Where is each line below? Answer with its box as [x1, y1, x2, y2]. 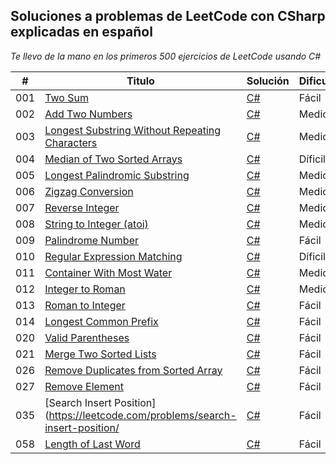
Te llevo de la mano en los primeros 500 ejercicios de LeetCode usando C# [10, 50, 322, 62]
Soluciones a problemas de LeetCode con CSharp [10, 8, 326, 25]
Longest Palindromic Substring [44, 168, 190, 182]
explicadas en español [10, 24, 153, 41]
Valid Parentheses [44, 330, 130, 344]
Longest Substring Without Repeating [44, 123, 222, 137]
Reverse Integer [44, 200, 120, 214]
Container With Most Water [44, 265, 173, 279]
